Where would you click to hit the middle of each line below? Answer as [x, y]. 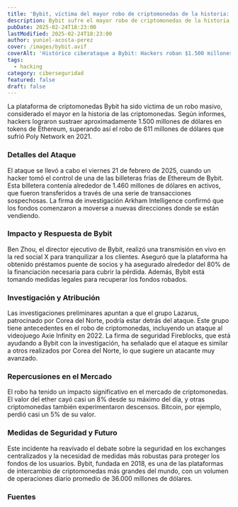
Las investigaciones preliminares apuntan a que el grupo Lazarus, [103, 313]
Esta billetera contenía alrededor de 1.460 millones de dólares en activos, [114, 186]
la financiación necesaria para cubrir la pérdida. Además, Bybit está [106, 272]
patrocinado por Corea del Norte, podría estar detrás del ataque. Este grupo [118, 321]
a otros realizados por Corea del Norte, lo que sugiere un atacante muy [111, 351]
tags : [15, 60]
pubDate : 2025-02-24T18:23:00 [52, 27]
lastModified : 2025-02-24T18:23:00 [60, 34]
